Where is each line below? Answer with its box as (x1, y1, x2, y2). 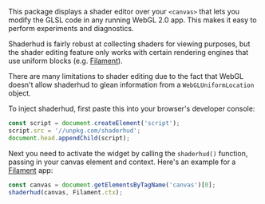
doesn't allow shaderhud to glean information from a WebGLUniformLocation (8, 80, 255, 89)
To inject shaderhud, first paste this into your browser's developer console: (8, 104, 255, 113)
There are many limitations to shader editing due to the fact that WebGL (8, 72, 244, 80)
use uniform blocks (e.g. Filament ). (8, 56, 123, 65)
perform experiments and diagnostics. (8, 24, 134, 33)
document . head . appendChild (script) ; (8, 134, 130, 142)
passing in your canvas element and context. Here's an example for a (8, 157, 236, 167)
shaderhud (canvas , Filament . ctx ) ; (8, 188, 124, 196)
